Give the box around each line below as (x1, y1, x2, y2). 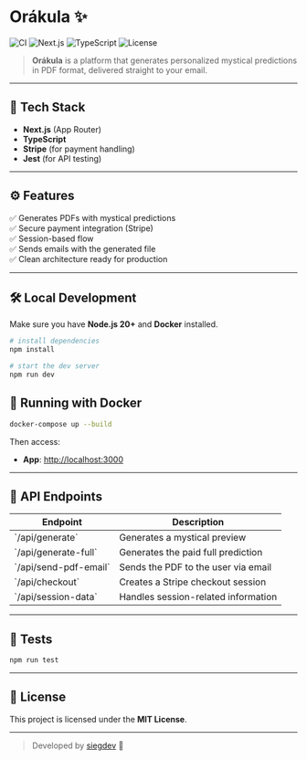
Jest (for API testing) (22, 153, 102, 164)
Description (172, 516, 225, 529)
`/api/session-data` (14, 591, 98, 604)
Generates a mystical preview (118, 532, 247, 544)
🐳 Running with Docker (9, 396, 143, 411)
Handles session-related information (118, 591, 278, 604)
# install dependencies (9, 336, 101, 346)
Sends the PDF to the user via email (118, 561, 272, 574)
